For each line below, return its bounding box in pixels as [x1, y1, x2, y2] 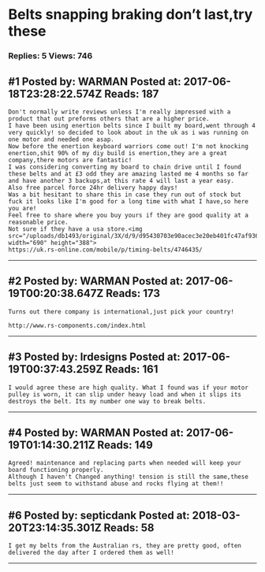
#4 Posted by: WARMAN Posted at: [8, 425, 184, 439]
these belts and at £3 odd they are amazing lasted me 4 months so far [8, 169, 248, 178]
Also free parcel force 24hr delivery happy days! [8, 184, 178, 191]
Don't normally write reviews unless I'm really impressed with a [8, 108, 231, 116]
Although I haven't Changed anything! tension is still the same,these [8, 473, 248, 481]
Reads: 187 [103, 87, 159, 100]
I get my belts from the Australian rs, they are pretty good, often [8, 542, 242, 550]
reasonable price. [8, 218, 69, 226]
